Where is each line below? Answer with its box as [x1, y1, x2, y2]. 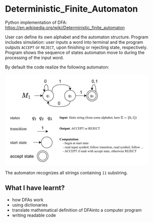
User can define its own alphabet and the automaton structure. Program [5, 34, 149, 40]
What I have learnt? [5, 184, 65, 192]
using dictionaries [12, 202, 48, 207]
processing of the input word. [5, 54, 64, 60]
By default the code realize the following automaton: [5, 64, 109, 70]
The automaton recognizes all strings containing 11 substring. [5, 170, 128, 175]
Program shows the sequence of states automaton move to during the [5, 50, 145, 55]
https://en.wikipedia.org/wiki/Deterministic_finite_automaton [5, 24, 125, 30]
